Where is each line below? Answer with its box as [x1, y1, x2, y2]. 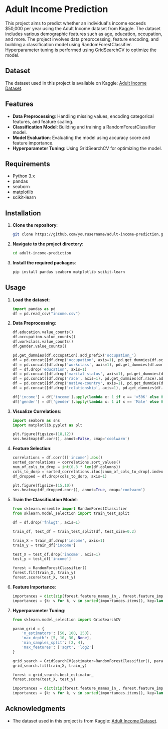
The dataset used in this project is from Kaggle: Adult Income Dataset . [12, 717, 158, 723]
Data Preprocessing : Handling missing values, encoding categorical [12, 113, 154, 119]
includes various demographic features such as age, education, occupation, [5, 31, 162, 37]
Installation [5, 209, 41, 217]
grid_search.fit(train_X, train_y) [12, 663, 87, 668]
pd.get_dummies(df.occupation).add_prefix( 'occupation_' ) [12, 353, 136, 358]
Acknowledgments [5, 704, 66, 713]
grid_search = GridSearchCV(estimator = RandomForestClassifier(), [12, 658, 152, 663]
